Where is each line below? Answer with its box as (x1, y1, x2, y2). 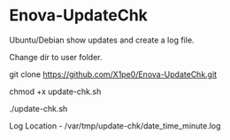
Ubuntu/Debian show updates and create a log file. (9, 35, 195, 45)
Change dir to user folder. (9, 51, 103, 62)
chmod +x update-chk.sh (9, 86, 102, 97)
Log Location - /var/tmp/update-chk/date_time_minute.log (9, 121, 221, 131)
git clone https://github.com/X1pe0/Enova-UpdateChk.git (9, 68, 218, 80)
